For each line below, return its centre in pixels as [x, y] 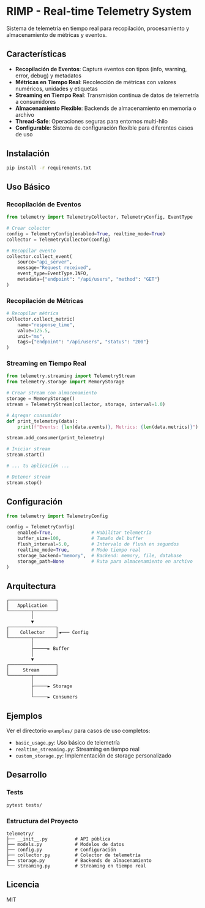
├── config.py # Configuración [61, 850]
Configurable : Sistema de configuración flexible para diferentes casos [104, 128]
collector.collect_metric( [41, 319]
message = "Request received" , [54, 268]
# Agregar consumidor [34, 415]
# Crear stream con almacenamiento [52, 393]
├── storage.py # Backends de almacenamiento [79, 860]
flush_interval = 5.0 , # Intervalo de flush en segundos [98, 544]
